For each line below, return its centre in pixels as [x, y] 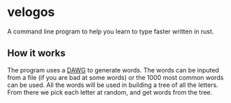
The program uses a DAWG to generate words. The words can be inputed [113, 70]
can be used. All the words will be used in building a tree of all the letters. [113, 85]
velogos [31, 12]
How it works [36, 53]
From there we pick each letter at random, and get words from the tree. [110, 92]
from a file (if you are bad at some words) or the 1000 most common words [115, 77]
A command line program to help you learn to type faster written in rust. [111, 31]
